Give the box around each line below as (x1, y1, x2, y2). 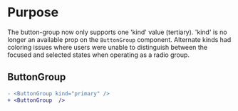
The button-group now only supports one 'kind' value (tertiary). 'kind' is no (7, 28, 227, 36)
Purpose (7, 4, 59, 21)
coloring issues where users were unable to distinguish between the (7, 43, 208, 51)
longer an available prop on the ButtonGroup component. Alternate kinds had (7, 35, 232, 43)
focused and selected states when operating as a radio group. (7, 51, 190, 59)
